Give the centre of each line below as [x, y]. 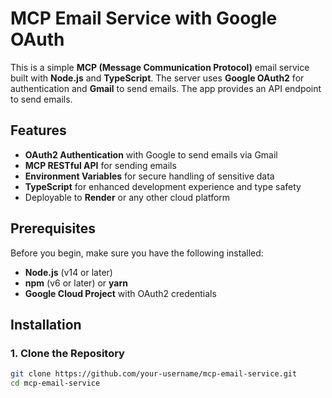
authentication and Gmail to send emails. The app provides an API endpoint [166, 88]
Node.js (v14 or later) [68, 272]
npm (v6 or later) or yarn [76, 283]
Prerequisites [53, 228]
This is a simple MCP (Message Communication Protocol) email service [160, 67]
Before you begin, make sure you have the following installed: [137, 253]
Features [38, 130]
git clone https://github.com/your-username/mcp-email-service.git [154, 374]
